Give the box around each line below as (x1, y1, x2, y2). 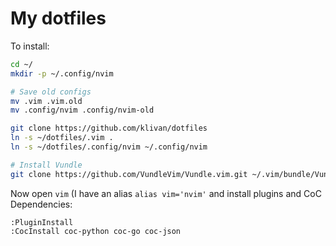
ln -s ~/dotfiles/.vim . (10, 133, 114, 143)
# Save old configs (10, 87, 92, 97)
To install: (10, 40, 50, 52)
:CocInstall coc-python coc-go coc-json (10, 226, 182, 236)
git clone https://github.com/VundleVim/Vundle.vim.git (10, 169, 248, 179)
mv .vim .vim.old (10, 96, 83, 106)
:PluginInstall (10, 217, 74, 227)
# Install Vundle (10, 160, 83, 170)
